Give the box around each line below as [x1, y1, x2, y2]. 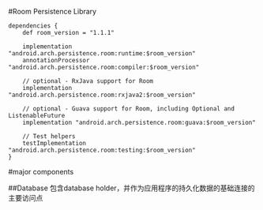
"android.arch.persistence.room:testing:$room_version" [8, 146, 196, 154]
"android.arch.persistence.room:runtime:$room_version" [8, 50, 196, 58]
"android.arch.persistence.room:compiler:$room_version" [8, 63, 200, 71]
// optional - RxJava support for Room [22, 77, 154, 85]
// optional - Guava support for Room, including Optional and [22, 105, 235, 113]
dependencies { [8, 22, 58, 30]
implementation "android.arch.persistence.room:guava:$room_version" [22, 118, 257, 126]
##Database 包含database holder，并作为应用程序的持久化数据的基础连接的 [8, 183, 255, 193]
